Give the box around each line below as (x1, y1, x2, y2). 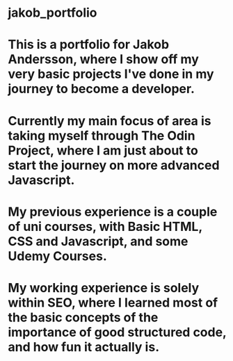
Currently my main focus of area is (8, 113, 211, 129)
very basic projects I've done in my (8, 66, 214, 82)
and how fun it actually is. (8, 339, 159, 355)
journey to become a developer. (8, 81, 195, 97)
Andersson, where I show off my (8, 51, 199, 67)
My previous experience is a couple (8, 204, 218, 220)
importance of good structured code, (8, 324, 227, 340)
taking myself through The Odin (8, 127, 195, 143)
